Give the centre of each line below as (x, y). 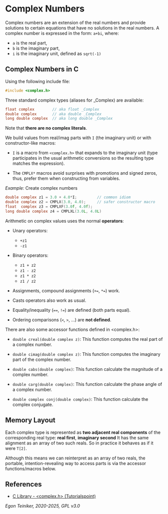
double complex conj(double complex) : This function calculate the (80, 399)
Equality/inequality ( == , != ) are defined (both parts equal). (71, 310)
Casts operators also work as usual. (49, 300)
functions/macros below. (31, 468)
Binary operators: (30, 255)
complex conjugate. (33, 404)
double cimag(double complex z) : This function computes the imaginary (86, 354)
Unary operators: (30, 230)
